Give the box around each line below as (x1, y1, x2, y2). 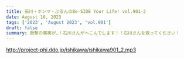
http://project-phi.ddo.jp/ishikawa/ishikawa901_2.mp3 (6, 46, 137, 53)
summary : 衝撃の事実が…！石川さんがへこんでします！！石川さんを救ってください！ (6, 30, 180, 36)
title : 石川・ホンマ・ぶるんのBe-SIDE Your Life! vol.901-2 (6, 8, 146, 15)
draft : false (6, 25, 38, 31)
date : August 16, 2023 (6, 14, 62, 20)
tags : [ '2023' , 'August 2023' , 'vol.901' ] (6, 19, 111, 25)
